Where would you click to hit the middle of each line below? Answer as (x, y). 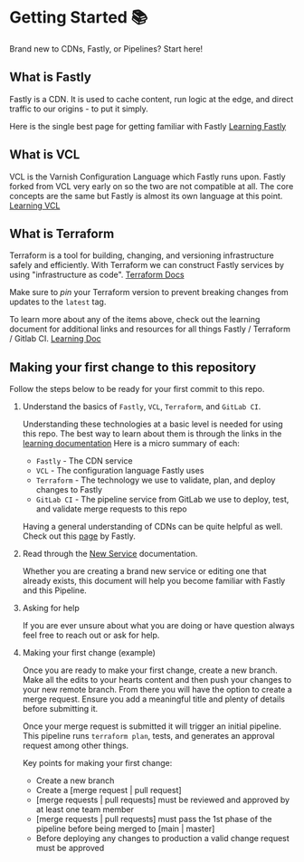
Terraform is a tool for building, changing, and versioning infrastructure (142, 255)
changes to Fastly (69, 490)
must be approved (70, 848)
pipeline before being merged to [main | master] (125, 828)
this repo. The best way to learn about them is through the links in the (152, 434)
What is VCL (45, 155)
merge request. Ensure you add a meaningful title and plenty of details (153, 699)
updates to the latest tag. (58, 302)
